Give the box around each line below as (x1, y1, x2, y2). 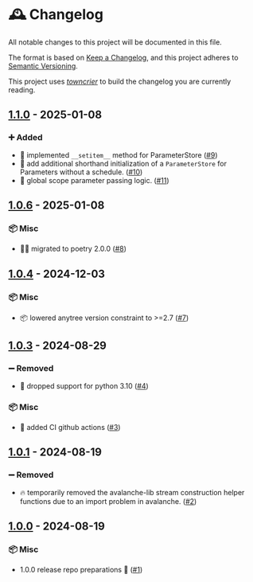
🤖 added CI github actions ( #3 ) (19, 422, 121, 432)
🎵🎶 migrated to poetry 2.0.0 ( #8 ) (19, 244, 127, 254)
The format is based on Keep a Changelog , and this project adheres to (8, 53, 239, 62)
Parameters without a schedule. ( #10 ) (19, 167, 143, 177)
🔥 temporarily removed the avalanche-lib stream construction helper (19, 487, 245, 497)
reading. (8, 84, 36, 95)
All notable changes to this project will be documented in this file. (8, 37, 223, 47)
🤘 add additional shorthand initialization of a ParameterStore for (19, 158, 227, 168)
